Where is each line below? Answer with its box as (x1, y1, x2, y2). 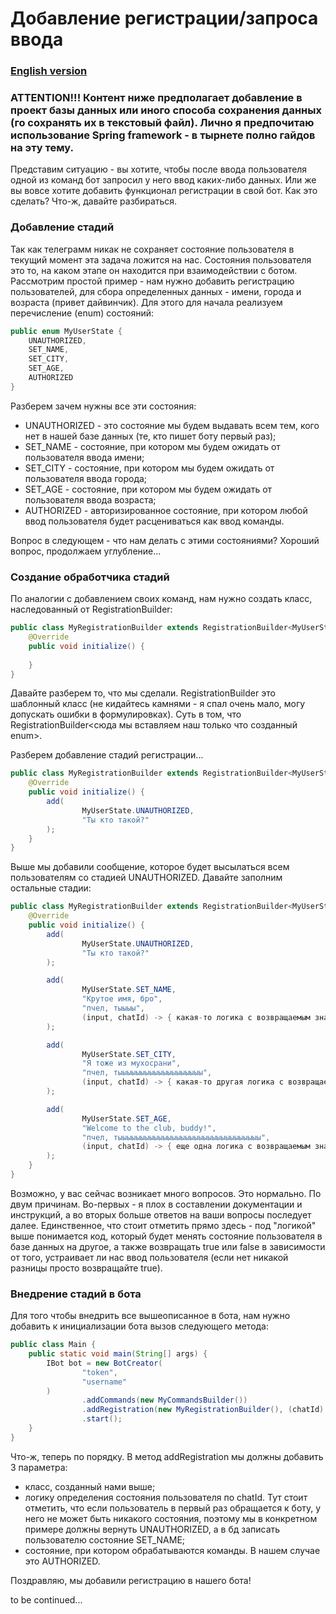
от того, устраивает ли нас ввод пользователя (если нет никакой (10, 1251, 289, 1263)
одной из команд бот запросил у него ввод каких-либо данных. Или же (10, 174, 317, 186)
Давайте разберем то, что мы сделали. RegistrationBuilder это (10, 687, 276, 699)
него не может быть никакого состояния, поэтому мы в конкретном (24, 1512, 318, 1524)
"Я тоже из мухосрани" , (81, 1058, 182, 1069)
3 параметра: (10, 1461, 68, 1473)
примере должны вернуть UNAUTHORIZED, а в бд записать (24, 1523, 281, 1535)
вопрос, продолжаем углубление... (10, 545, 162, 557)
